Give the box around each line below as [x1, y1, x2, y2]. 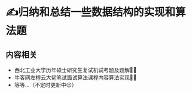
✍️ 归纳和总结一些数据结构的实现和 [5, 5, 176, 19]
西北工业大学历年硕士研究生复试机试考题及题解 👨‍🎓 [14, 67, 137, 73]
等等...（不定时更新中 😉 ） [14, 82, 77, 88]
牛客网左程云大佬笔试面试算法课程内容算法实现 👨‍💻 [14, 74, 137, 81]
